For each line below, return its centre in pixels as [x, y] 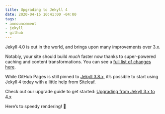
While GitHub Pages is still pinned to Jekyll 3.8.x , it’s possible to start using [82, 77]
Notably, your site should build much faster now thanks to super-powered [81, 57]
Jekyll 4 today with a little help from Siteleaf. [50, 82]
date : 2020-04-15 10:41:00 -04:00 [41, 14]
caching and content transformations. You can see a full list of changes [78, 62]
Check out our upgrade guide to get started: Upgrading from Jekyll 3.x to [80, 91]
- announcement [21, 24]
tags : [11, 19]
